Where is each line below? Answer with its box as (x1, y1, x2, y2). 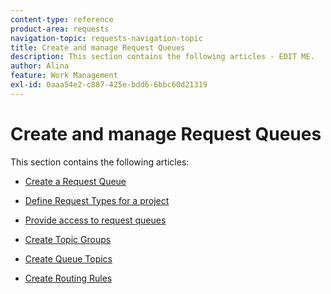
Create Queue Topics (24, 252, 113, 265)
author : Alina (10, 61, 70, 71)
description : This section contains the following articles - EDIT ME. (10, 52, 315, 62)
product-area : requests (10, 24, 110, 34)
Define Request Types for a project (24, 194, 170, 206)
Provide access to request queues (24, 214, 167, 226)
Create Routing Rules (24, 272, 113, 284)
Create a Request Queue (24, 175, 127, 187)
